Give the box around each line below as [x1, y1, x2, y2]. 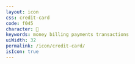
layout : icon [5, 9, 39, 15]
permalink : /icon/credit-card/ [5, 43, 86, 49]
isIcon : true [5, 49, 39, 55]
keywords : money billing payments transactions [5, 32, 130, 38]
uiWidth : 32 [5, 37, 36, 43]
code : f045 [5, 20, 34, 26]
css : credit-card [5, 15, 50, 21]
